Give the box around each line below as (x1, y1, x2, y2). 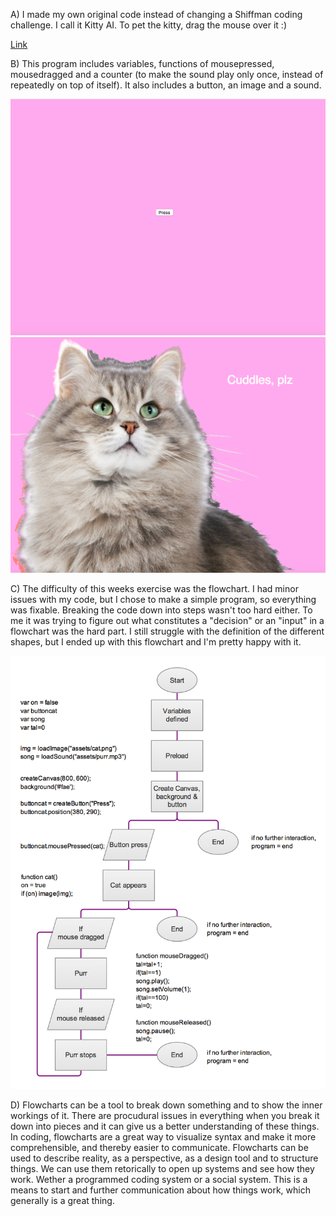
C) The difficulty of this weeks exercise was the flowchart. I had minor (10, 583, 299, 595)
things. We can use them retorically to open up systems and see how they (10, 1162, 315, 1174)
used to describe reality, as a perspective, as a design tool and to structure (10, 1152, 319, 1164)
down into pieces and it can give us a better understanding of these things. (10, 1120, 320, 1132)
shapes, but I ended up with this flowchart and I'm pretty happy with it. (10, 636, 302, 648)
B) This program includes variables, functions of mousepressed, (10, 58, 275, 69)
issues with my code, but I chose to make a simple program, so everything (10, 594, 317, 606)
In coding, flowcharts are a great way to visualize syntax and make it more (10, 1130, 317, 1143)
